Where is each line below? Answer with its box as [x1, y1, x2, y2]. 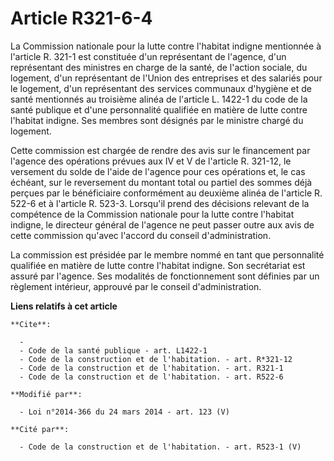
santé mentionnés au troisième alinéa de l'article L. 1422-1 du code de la [10, 93, 308, 105]
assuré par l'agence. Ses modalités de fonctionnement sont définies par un [10, 270, 320, 282]
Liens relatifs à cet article [10, 300, 118, 312]
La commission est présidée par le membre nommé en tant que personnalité [10, 248, 325, 261]
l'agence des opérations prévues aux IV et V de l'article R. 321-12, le [10, 155, 292, 167]
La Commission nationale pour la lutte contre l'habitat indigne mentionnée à [10, 40, 322, 52]
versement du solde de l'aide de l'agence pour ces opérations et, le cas [10, 165, 306, 177]
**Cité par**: [10, 424, 70, 434]
